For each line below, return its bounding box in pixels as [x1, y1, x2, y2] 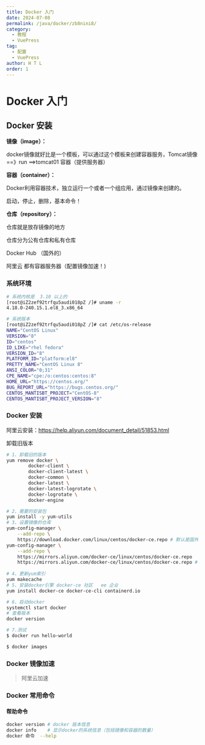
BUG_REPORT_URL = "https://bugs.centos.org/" [6, 384, 119, 391]
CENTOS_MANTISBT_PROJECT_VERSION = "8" [6, 395, 103, 402]
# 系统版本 [6, 316, 31, 322]
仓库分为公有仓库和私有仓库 [6, 236, 76, 244]
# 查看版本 [6, 610, 31, 616]
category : [6, 26, 32, 32]
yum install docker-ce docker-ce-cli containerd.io [6, 588, 140, 594]
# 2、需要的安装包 [6, 508, 47, 514]
